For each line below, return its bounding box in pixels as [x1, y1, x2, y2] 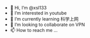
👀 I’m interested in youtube [10, 10, 67, 16]
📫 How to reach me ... [10, 27, 58, 33]
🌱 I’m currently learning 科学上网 [10, 16, 79, 22]
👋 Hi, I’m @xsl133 [10, 5, 47, 10]
